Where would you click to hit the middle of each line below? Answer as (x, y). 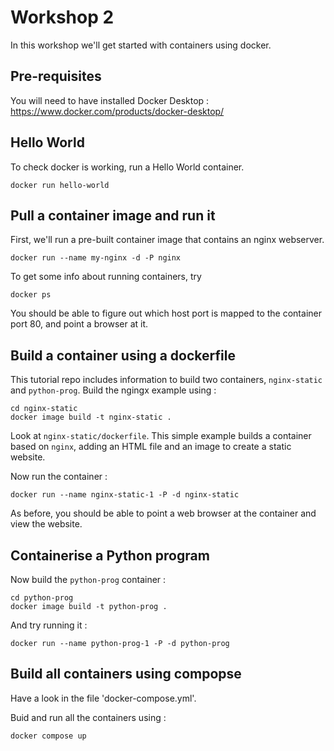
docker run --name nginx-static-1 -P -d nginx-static (125, 495)
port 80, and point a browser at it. (79, 324)
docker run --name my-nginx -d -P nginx (96, 258)
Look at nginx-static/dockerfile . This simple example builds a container (161, 436)
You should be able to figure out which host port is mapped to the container (166, 313)
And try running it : (49, 625)
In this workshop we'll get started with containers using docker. (141, 45)
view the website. (46, 524)
